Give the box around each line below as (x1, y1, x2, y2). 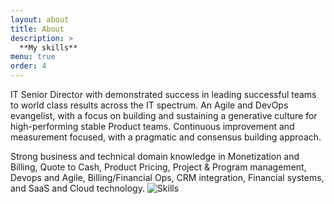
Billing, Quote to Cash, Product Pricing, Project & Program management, (10, 161, 307, 173)
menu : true (10, 52, 56, 62)
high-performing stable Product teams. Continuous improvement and (10, 121, 295, 132)
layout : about (10, 14, 70, 25)
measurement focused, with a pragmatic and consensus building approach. (10, 131, 322, 143)
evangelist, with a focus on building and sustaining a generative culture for (10, 110, 318, 121)
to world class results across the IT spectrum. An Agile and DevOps (10, 99, 289, 111)
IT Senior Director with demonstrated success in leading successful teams (10, 89, 317, 100)
